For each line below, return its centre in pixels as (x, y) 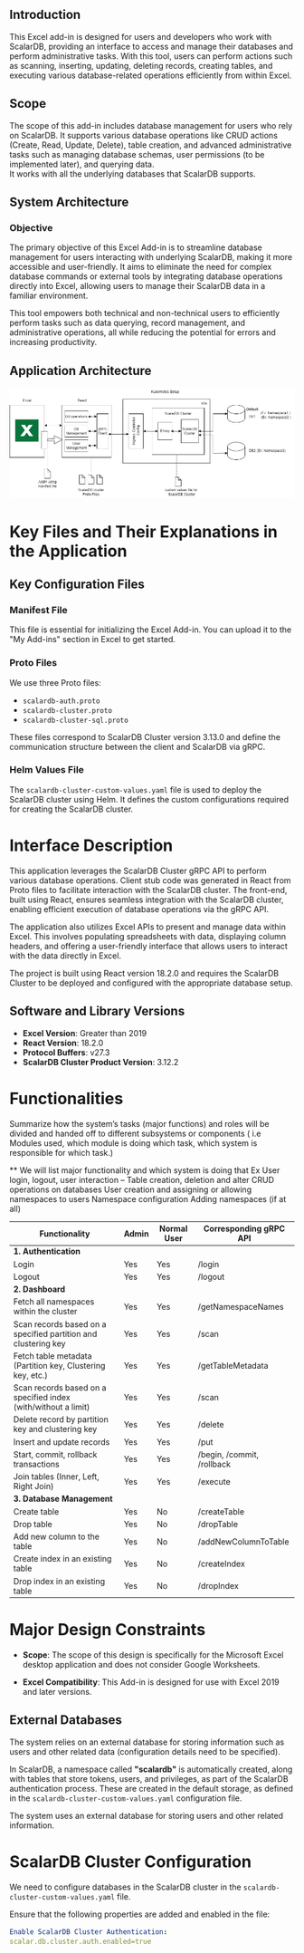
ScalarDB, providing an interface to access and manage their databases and (152, 46)
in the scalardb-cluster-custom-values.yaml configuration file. (126, 1798)
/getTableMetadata (233, 1365)
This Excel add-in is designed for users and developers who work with (141, 36)
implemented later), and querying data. (82, 164)
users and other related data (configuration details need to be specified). (145, 1751)
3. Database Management (63, 1499)
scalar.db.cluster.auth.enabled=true (81, 1941)
